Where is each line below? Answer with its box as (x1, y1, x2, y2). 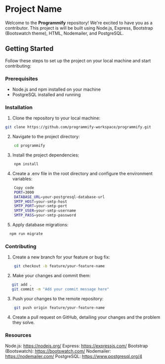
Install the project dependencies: (12, 152, 80, 158)
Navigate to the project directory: (12, 134, 80, 140)
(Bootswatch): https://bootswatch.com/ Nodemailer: (5, 348, 111, 354)
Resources (5, 331, 32, 338)
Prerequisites (5, 75, 38, 82)
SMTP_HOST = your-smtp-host (14, 199, 68, 204)
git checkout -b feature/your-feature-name (14, 264, 105, 269)
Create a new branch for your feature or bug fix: (12, 254, 110, 260)
